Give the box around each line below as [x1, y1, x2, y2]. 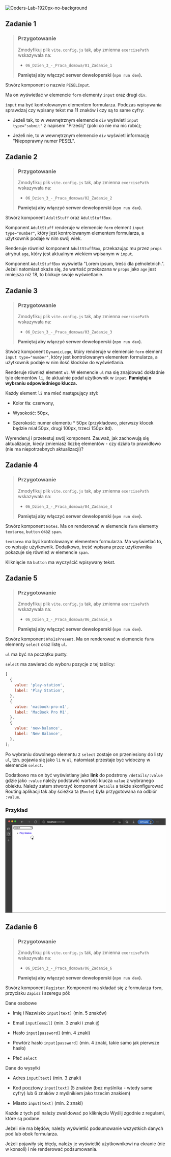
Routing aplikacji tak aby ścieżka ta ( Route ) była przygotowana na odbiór [5, 788, 157, 794]
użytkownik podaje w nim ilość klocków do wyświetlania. [5, 360, 125, 366]
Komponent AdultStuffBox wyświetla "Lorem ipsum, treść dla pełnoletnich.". [5, 261, 165, 267]
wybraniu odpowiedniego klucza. [5, 380, 77, 386]
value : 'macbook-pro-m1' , [14, 704, 70, 709]
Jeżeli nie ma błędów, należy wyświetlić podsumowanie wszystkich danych [5, 1125, 164, 1131]
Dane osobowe [5, 1000, 37, 1006]
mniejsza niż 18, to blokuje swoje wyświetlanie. [5, 272, 104, 278]
